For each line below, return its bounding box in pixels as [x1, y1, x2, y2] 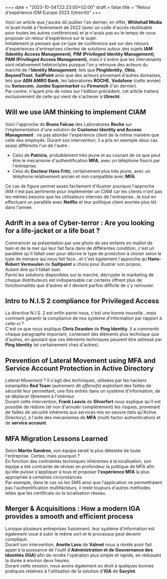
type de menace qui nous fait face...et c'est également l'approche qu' [5, 256, 149, 262]
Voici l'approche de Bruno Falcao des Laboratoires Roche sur [5, 121, 132, 127]
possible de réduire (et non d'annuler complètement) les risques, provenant [5, 404, 161, 410]
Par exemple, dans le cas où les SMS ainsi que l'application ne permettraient [5, 480, 163, 486]
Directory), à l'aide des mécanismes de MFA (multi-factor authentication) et [5, 415, 161, 421]
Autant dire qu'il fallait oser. [5, 266, 61, 272]
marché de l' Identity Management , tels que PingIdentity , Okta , [5, 67, 136, 73]
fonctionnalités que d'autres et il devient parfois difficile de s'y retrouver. [5, 282, 155, 288]
